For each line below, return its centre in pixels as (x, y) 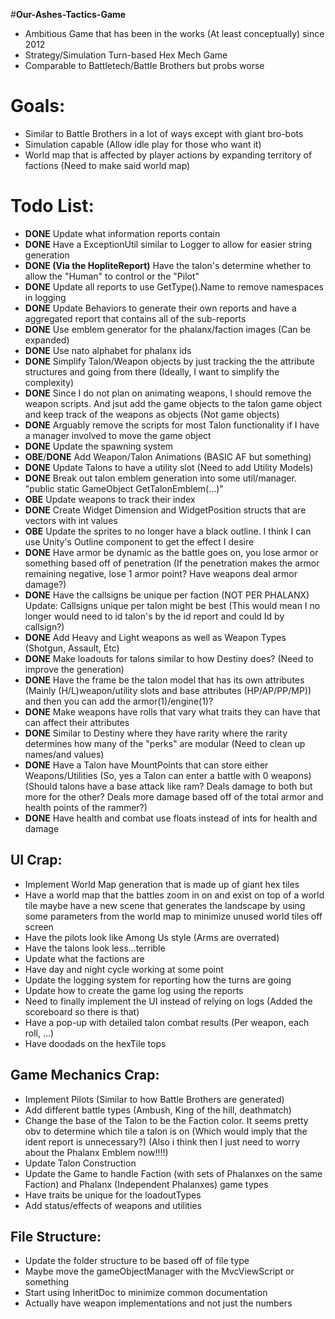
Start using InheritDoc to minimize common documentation (146, 1293)
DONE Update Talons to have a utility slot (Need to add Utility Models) (169, 467)
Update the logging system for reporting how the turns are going (158, 980)
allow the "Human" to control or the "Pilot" (112, 276)
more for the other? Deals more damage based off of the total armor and (174, 796)
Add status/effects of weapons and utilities (113, 1205)
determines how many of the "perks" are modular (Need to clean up (165, 743)
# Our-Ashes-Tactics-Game (68, 14)
